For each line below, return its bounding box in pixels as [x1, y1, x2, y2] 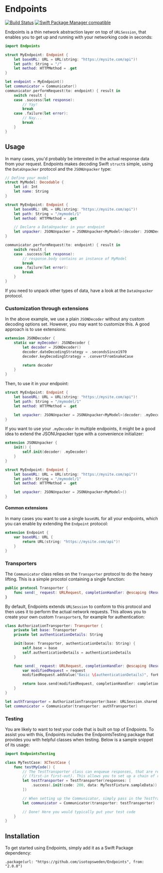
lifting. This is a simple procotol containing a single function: [5, 576, 125, 582]
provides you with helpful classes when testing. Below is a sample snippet [5, 737, 153, 742]
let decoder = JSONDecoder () [22, 345, 81, 349]
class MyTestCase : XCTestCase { [5, 760, 70, 765]
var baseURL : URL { [14, 535, 53, 540]
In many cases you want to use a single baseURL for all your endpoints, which [5, 516, 158, 522]
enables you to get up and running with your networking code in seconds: [5, 34, 153, 40]
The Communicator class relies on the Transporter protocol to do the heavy [5, 571, 153, 577]
